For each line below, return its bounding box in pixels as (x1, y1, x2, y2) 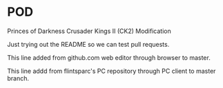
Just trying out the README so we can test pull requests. (7, 40, 170, 48)
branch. (7, 74, 30, 82)
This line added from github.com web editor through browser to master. (7, 53, 211, 62)
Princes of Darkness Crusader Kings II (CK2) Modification (7, 27, 171, 35)
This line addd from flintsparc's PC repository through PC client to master (7, 67, 216, 75)
